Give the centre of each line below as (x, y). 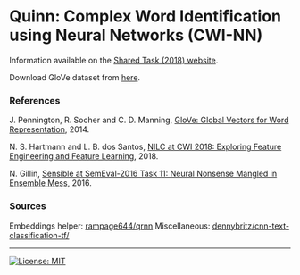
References (35, 100)
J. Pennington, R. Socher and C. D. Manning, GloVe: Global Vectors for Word (149, 120)
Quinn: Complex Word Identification (145, 17)
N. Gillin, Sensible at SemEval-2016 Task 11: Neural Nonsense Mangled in (143, 174)
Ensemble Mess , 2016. (50, 183)
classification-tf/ (39, 235)
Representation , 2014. (50, 129)
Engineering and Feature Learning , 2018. (84, 156)
